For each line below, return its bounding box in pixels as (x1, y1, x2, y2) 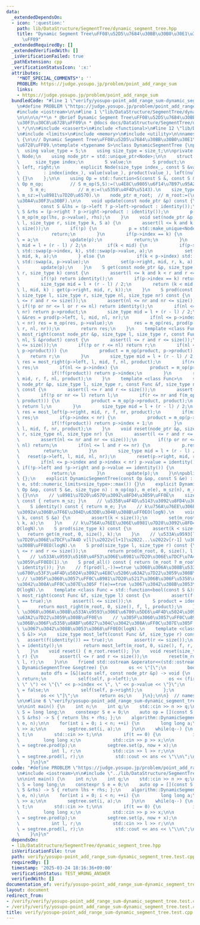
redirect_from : (6, 893, 44, 899)
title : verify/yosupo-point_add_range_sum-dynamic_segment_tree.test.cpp (6, 909, 193, 915)
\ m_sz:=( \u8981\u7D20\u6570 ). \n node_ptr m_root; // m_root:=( (17, 192, 190, 198)
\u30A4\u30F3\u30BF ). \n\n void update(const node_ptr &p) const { (17, 198, 193, 204)
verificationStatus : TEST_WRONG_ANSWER (11, 871, 111, 877)
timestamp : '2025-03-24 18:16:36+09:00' (11, 865, 113, 871)
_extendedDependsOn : (11, 14, 62, 20)
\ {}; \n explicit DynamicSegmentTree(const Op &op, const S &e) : (17, 476, 193, 482)
